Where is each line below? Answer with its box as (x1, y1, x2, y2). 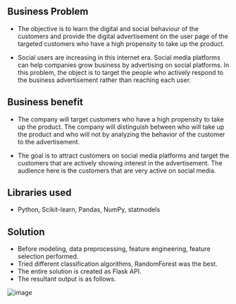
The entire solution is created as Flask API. (17, 267, 142, 276)
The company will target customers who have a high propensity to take (17, 115, 224, 123)
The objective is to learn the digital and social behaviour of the (17, 24, 199, 33)
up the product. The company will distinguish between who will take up (17, 122, 225, 131)
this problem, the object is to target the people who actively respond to (17, 68, 224, 76)
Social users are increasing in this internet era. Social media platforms (17, 53, 221, 62)
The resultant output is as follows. (17, 275, 116, 283)
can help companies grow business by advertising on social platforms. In (17, 60, 230, 69)
